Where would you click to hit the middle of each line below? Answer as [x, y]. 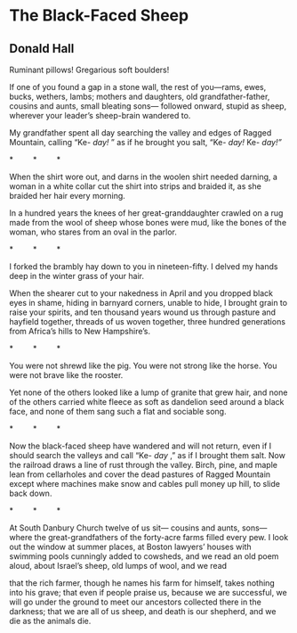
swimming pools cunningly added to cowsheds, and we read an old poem [144, 556]
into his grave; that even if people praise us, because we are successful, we [148, 592]
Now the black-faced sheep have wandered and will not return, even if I [140, 446]
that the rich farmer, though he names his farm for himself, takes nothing [142, 583]
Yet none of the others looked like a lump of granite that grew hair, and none [148, 392]
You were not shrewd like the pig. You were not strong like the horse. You [143, 366]
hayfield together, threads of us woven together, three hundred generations [148, 321]
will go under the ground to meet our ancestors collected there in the [136, 602]
